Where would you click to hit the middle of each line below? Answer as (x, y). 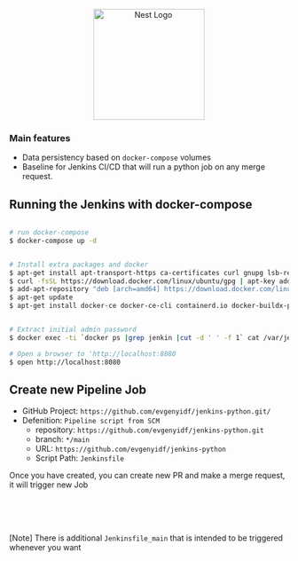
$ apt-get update (41, 297)
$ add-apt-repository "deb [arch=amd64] (85, 289)
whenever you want (45, 548)
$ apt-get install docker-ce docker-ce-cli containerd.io (118, 306)
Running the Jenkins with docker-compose (131, 204)
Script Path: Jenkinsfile (79, 458)
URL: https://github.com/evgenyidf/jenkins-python (130, 449)
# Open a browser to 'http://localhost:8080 (93, 354)
